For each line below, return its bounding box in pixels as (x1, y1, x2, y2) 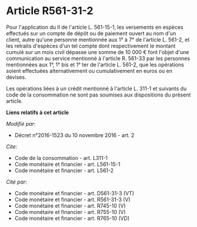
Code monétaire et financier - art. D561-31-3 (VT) (14, 189, 135, 196)
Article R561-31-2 (6, 4, 94, 18)
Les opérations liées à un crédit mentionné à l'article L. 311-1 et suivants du (6, 85, 187, 92)
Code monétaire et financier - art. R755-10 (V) (14, 208, 126, 215)
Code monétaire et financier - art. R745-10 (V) (14, 202, 126, 209)
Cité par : (6, 178, 28, 185)
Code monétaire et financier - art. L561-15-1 (14, 161, 121, 168)
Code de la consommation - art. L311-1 (14, 154, 108, 161)
